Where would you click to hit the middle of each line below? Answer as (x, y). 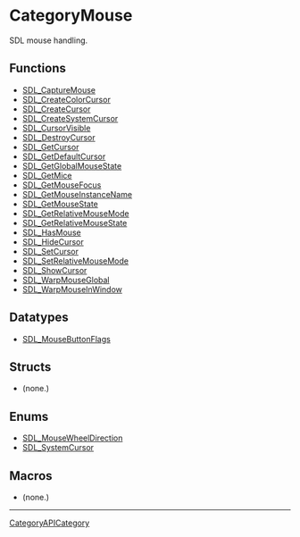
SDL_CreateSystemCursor (70, 118)
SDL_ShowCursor (54, 270)
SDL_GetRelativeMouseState (75, 222)
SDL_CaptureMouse (59, 89)
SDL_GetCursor (50, 147)
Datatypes (39, 318)
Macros (31, 476)
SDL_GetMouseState (60, 204)
